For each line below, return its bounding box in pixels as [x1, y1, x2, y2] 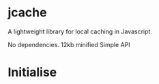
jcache [8, 5, 47, 20]
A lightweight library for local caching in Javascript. [8, 27, 153, 36]
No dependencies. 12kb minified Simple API [8, 40, 130, 48]
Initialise [8, 65, 57, 80]
